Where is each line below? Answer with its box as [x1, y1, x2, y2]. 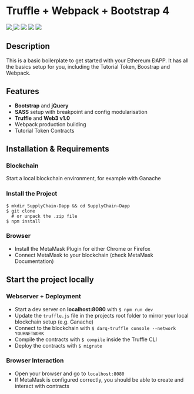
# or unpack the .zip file [11, 213, 78, 219]
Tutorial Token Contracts [14, 127, 75, 134]
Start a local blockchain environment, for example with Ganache [6, 175, 161, 182]
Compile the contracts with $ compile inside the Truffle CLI [14, 336, 158, 343]
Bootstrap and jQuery [14, 102, 69, 109]
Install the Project [6, 190, 58, 198]
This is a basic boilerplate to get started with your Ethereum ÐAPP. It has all [6, 57, 189, 64]
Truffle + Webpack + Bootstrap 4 [6, 4, 170, 18]
